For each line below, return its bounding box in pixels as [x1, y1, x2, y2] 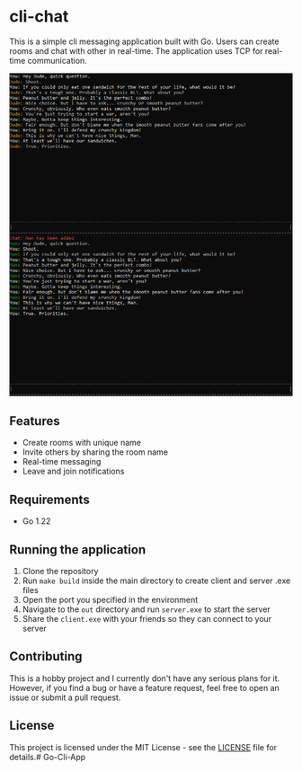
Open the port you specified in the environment [22, 595, 199, 605]
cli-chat [9, 6, 69, 27]
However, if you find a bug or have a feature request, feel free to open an [9, 682, 280, 693]
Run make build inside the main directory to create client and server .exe [22, 575, 291, 586]
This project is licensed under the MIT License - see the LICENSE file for [9, 741, 277, 752]
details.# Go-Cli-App [9, 751, 86, 762]
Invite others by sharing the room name [22, 447, 169, 457]
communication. [27, 55, 87, 66]
